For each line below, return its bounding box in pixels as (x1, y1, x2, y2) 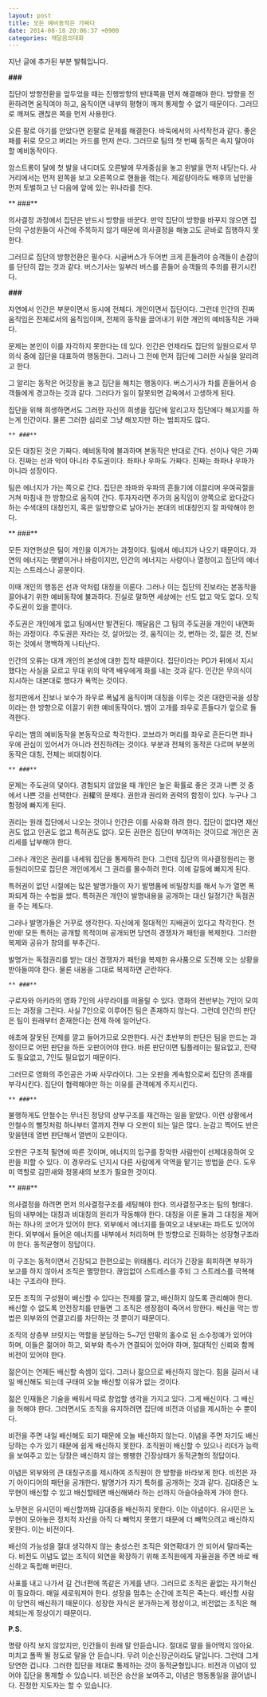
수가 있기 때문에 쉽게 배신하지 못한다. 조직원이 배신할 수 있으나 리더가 (29, 1441, 245, 1451)
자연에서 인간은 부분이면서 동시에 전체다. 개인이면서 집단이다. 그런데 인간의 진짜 (8, 305, 255, 314)
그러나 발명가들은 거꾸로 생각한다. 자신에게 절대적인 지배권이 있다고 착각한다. (8, 918, 247, 927)
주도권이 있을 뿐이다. (8, 602, 73, 612)
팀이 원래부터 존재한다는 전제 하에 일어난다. (16, 1016, 151, 1026)
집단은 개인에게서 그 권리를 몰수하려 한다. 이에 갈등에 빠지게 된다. (49, 864, 251, 874)
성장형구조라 (220, 1230, 260, 1239)
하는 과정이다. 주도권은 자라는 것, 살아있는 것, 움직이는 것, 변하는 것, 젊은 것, (8, 629, 243, 639)
